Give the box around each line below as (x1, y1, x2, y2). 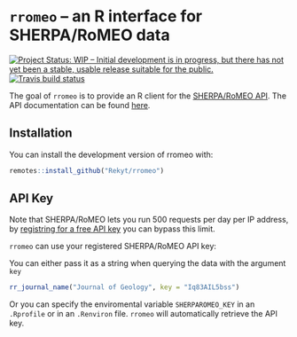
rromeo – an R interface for (9, 6, 202, 27)
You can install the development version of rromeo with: (9, 149, 214, 160)
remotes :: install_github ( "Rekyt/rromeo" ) (9, 166, 165, 175)
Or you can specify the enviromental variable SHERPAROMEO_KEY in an (9, 299, 255, 310)
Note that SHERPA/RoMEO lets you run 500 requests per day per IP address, (9, 215, 289, 225)
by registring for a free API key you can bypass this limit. (9, 223, 215, 234)
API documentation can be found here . (9, 99, 151, 110)
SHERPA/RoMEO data (9, 25, 170, 45)
